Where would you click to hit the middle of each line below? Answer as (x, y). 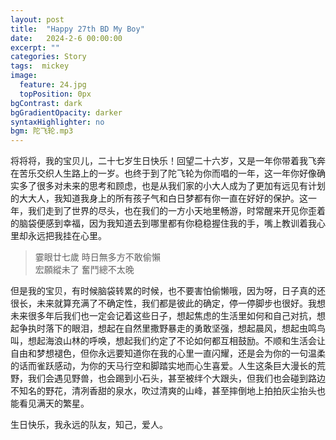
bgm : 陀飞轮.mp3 (42, 131)
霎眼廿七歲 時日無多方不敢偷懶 (97, 257)
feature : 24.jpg (53, 85)
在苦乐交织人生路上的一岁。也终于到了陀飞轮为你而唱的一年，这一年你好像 (163, 173)
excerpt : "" (35, 47)
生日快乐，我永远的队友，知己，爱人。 (89, 425)
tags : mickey (40, 66)
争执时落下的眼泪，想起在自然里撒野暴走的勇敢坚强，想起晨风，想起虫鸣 (167, 328)
